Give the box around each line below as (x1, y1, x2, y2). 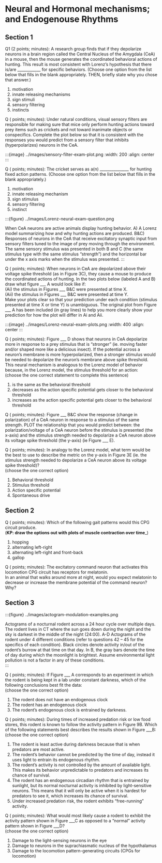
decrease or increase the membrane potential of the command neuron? (5, 579, 147, 585)
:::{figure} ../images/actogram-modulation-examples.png (5, 611, 118, 617)
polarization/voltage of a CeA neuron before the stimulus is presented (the (5, 427, 153, 433)
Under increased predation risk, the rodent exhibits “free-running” (12, 798, 144, 804)
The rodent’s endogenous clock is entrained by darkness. (12, 707, 127, 712)
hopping (12, 539, 29, 545)
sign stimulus (12, 196, 39, 202)
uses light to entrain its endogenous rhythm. (12, 757, 101, 762)
